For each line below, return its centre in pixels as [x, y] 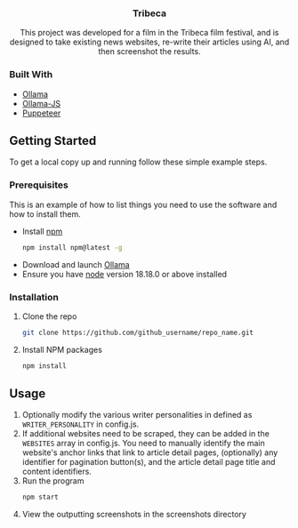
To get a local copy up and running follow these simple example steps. [138, 162]
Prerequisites [39, 185]
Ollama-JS [41, 103]
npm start [40, 497]
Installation [34, 297]
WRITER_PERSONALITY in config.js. [81, 424]
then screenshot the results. [149, 52]
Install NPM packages [62, 349]
